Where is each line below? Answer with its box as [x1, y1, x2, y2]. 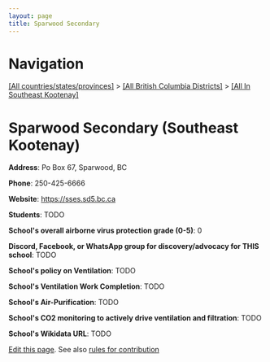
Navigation [8, 55, 84, 73]
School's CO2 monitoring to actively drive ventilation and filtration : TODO [8, 313, 262, 323]
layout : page [8, 11, 53, 20]
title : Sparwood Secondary [8, 20, 100, 28]
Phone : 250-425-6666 [8, 178, 85, 188]
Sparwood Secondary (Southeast [8, 119, 238, 137]
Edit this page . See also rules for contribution [8, 345, 160, 355]
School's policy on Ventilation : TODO [8, 266, 137, 276]
